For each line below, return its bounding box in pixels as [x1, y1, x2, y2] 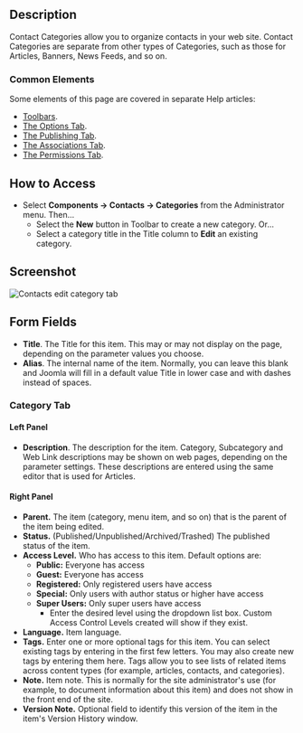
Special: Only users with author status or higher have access [35, 587, 264, 599]
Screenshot [9, 264, 77, 279]
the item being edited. [22, 521, 105, 531]
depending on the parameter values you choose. [22, 348, 204, 359]
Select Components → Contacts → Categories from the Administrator [22, 199, 285, 211]
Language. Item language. [22, 626, 122, 637]
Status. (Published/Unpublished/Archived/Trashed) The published [22, 531, 270, 541]
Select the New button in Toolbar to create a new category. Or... [35, 219, 274, 230]
